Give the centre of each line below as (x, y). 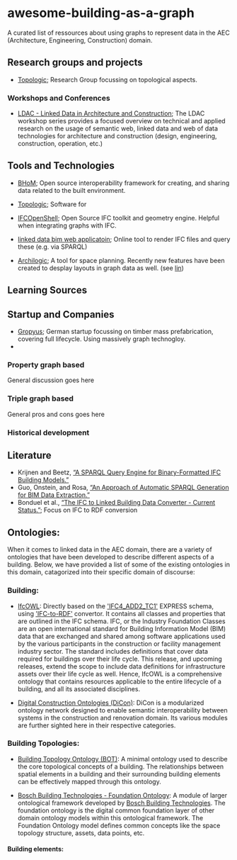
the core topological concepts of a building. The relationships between (121, 766)
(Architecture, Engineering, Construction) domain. (80, 40)
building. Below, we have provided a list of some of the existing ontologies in (118, 564)
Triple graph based (41, 398)
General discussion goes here (51, 380)
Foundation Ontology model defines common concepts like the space (119, 825)
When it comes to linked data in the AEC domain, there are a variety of (110, 549)
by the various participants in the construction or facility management (119, 644)
